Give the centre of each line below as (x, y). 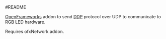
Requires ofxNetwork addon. (35, 31)
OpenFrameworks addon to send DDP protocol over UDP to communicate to (83, 17)
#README (16, 7)
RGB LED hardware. (25, 22)
